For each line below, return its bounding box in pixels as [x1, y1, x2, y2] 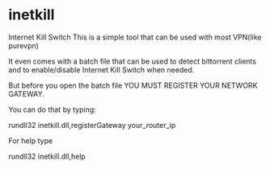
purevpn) [8, 40, 39, 50]
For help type [8, 135, 53, 146]
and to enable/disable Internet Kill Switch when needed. [8, 64, 195, 74]
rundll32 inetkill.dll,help [8, 151, 86, 161]
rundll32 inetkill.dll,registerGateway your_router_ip [8, 120, 176, 130]
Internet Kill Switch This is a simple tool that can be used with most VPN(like [8, 32, 262, 42]
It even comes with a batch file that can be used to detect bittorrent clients [8, 56, 257, 66]
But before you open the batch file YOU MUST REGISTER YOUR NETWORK [8, 80, 258, 90]
